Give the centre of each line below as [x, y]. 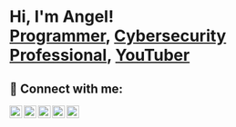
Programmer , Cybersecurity [118, 36]
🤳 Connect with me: [66, 88]
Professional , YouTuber [100, 55]
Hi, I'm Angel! [62, 17]
